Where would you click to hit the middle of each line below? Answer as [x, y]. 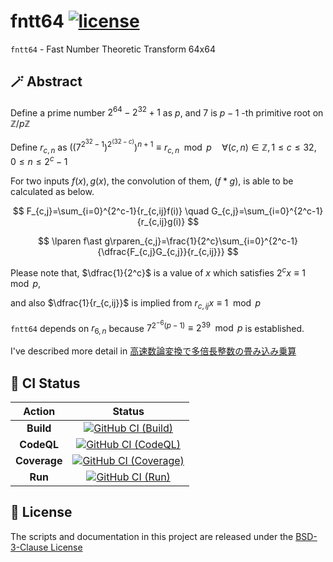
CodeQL [39, 445]
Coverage [39, 461]
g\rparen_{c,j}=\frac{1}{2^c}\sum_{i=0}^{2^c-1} [201, 241]
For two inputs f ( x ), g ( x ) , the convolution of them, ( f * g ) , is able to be [152, 181]
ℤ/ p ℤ [20, 124]
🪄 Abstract [46, 81]
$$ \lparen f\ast [70, 241]
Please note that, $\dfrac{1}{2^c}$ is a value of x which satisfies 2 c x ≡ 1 [158, 272]
